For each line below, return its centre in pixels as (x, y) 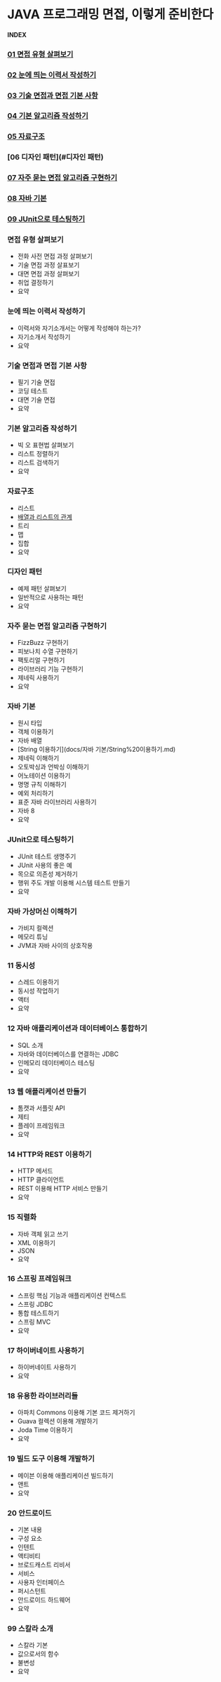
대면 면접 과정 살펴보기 (48, 274)
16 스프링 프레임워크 (39, 1279)
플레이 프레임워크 (41, 1126)
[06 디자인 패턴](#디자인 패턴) (55, 157)
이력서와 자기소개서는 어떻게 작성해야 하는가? (79, 328)
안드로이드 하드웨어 (44, 1600)
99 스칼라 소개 (31, 1629)
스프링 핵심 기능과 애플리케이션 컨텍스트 (72, 1295)
